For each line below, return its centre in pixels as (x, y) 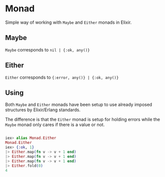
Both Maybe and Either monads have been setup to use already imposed (79, 105)
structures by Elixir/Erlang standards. (43, 110)
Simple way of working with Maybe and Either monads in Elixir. (68, 22)
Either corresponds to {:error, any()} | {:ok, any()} (62, 77)
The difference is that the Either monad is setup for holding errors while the (82, 120)
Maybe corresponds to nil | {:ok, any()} (48, 49)
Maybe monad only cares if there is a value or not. (55, 125)
